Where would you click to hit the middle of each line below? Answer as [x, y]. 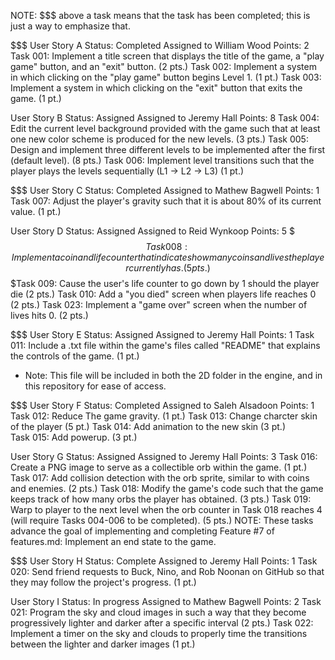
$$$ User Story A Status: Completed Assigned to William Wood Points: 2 [160, 45]
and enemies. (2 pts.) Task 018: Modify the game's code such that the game [167, 488]
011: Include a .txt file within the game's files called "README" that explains [165, 345]
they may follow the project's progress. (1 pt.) [103, 582]
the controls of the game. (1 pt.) [75, 356]
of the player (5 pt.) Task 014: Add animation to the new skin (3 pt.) [148, 426]
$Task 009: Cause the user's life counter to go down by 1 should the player [165, 283]
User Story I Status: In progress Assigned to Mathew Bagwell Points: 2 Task [166, 601]
